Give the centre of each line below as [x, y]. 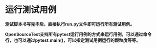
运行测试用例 [31, 10]
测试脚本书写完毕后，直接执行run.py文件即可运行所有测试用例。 [70, 24]
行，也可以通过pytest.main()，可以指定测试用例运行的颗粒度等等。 [73, 40]
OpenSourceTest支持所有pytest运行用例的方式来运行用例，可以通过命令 [78, 34]
